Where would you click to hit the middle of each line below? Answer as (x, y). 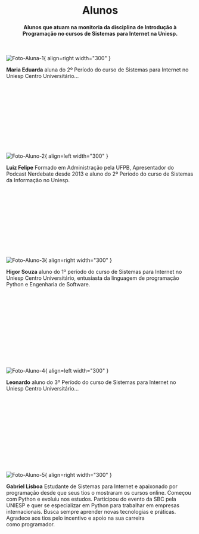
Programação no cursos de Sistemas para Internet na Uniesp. (100, 33)
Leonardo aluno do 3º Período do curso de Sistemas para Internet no (91, 382)
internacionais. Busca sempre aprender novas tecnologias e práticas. (91, 512)
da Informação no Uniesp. (38, 180)
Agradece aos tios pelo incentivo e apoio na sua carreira (75, 518)
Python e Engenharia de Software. (48, 285)
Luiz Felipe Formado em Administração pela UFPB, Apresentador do (90, 168)
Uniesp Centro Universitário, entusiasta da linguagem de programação (93, 278)
